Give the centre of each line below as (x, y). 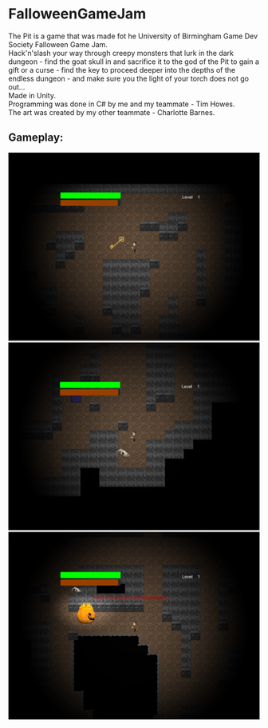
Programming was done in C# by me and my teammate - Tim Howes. (122, 104)
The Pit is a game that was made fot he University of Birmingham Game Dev (133, 36)
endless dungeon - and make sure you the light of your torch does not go (129, 78)
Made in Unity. (32, 95)
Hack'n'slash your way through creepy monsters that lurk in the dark (121, 53)
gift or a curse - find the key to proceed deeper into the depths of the (122, 70)
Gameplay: (36, 138)
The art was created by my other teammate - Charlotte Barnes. (112, 112)
